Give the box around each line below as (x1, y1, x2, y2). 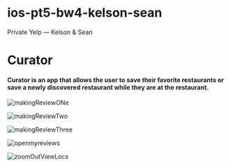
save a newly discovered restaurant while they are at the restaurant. (7, 83, 209, 91)
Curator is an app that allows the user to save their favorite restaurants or (7, 75, 225, 84)
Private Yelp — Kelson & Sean (7, 28, 93, 36)
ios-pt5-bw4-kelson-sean (7, 5, 163, 21)
